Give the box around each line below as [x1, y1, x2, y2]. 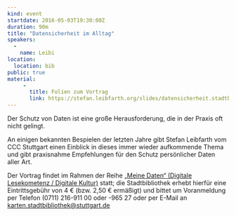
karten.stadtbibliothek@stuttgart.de [7, 201, 110, 209]
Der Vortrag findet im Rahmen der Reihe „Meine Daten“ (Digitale [7, 171, 192, 180]
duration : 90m [7, 23, 49, 30]
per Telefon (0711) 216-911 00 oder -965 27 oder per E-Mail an [7, 194, 188, 202]
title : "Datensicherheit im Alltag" [7, 29, 114, 37]
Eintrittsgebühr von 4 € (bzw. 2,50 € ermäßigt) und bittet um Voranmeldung [7, 187, 226, 194]
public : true [7, 69, 46, 76]
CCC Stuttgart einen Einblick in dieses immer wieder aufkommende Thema [7, 143, 224, 151]
